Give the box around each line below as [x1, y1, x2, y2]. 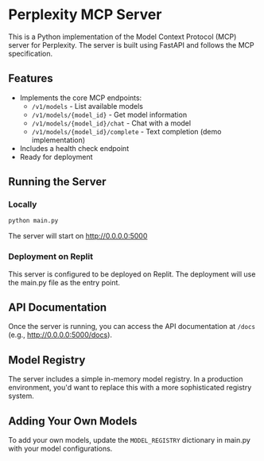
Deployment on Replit [8, 251, 94, 262]
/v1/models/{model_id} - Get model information [31, 110, 188, 119]
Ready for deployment [19, 152, 93, 161]
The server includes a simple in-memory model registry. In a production [8, 374, 244, 384]
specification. [8, 48, 53, 58]
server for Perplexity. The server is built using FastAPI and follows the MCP [8, 40, 254, 49]
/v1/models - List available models [31, 101, 143, 110]
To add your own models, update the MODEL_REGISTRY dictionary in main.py [8, 436, 250, 445]
